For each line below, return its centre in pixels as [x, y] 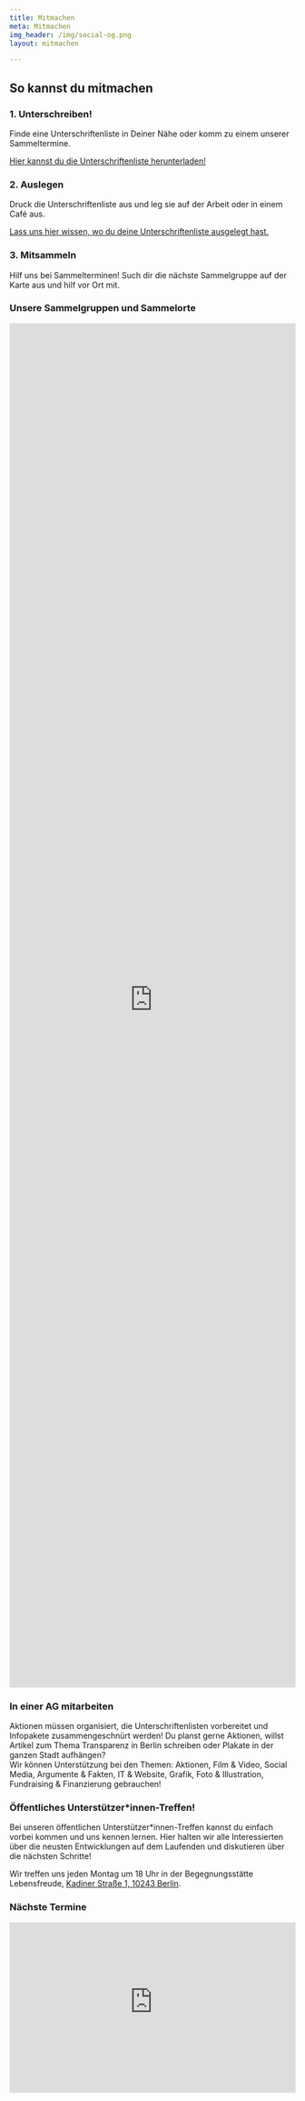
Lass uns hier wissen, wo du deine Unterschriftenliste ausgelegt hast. [139, 232]
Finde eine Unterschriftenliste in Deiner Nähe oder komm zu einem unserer [149, 134]
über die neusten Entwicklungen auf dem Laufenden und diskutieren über [147, 1846]
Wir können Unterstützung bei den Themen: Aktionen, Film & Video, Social [148, 1764]
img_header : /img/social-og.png [70, 35]
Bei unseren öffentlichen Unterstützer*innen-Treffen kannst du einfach [142, 1827]
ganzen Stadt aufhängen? [58, 1755]
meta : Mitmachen [40, 26]
